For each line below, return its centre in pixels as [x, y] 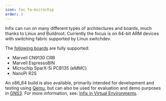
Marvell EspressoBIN [34, 63]
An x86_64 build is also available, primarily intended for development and [80, 83]
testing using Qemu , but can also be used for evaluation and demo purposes [83, 88]
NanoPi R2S [24, 73]
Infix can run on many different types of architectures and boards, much [79, 28]
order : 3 [14, 14]
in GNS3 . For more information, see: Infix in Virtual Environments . [71, 93]
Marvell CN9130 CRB [34, 57]
